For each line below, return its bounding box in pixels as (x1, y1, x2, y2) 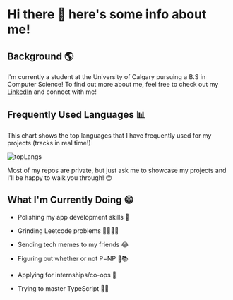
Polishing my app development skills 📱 (17, 212, 130, 221)
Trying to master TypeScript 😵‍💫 (17, 284, 109, 292)
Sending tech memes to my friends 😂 (17, 240, 129, 248)
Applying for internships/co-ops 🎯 (17, 270, 116, 279)
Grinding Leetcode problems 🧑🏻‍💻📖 (17, 226, 119, 235)
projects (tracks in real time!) (7, 138, 91, 147)
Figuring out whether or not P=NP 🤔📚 (17, 254, 129, 263)
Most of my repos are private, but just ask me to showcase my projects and (7, 166, 227, 174)
